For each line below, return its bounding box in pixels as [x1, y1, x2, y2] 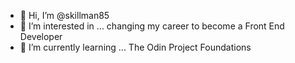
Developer [19, 31, 63, 42]
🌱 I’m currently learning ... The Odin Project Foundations [19, 41, 252, 53]
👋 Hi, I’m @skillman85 [19, 10, 110, 21]
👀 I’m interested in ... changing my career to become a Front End [19, 20, 285, 32]
